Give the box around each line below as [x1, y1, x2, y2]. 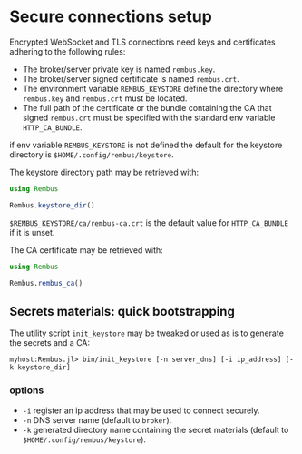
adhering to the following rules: [9, 45, 126, 56]
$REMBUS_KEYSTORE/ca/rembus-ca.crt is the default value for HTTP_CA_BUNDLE [9, 217, 288, 228]
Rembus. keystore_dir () [9, 200, 95, 210]
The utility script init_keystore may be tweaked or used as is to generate [9, 328, 284, 338]
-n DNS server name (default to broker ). [22, 414, 172, 425]
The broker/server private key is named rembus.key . [22, 64, 216, 75]
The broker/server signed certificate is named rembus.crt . [22, 73, 240, 84]
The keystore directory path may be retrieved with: [9, 166, 200, 177]
